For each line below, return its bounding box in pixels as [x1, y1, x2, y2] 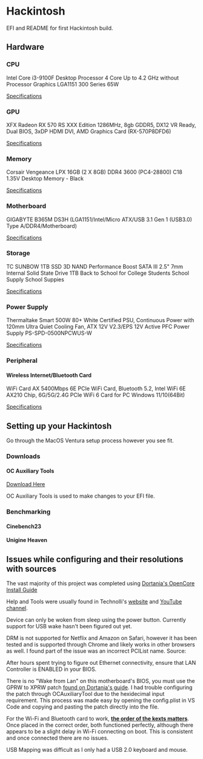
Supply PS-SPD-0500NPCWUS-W [6, 329, 92, 337]
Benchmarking [6, 507, 51, 516]
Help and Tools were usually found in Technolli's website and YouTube [6, 598, 182, 605]
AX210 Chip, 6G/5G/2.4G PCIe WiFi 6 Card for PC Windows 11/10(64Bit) [6, 391, 185, 399]
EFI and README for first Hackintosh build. [6, 24, 113, 32]
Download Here [6, 481, 45, 488]
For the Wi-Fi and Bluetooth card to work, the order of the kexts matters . [6, 715, 190, 723]
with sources [6, 563, 56, 574]
